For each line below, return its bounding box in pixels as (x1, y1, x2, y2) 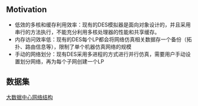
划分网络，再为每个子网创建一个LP (20, 58, 105, 65)
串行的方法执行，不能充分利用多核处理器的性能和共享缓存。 (14, 28, 160, 35)
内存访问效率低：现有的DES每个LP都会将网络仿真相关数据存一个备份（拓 (14, 35, 192, 43)
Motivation (6, 5, 47, 15)
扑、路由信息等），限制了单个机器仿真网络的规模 (14, 43, 132, 50)
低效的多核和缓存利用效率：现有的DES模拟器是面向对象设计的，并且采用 (14, 21, 191, 28)
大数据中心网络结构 (6, 94, 53, 101)
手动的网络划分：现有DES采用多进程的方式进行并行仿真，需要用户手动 (14, 50, 186, 58)
